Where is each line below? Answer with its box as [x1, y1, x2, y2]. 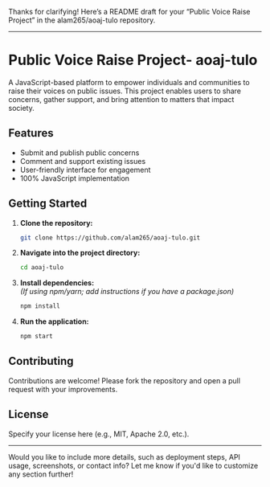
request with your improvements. [8, 384, 118, 394]
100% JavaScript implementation [19, 173, 130, 183]
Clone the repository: [19, 218, 93, 227]
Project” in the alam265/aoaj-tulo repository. [8, 15, 156, 25]
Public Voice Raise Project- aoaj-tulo [8, 51, 258, 69]
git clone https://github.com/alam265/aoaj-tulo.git [19, 233, 201, 242]
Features [8, 126, 54, 140]
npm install [19, 302, 60, 310]
